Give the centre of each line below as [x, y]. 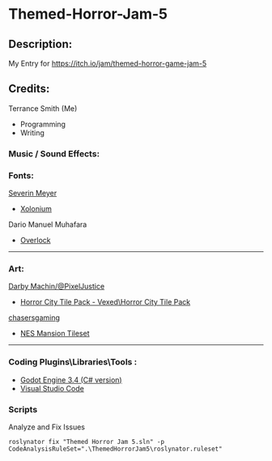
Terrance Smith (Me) [43, 108]
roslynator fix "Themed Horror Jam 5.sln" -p [86, 442]
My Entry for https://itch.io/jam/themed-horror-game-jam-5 [108, 63]
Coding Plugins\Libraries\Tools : [73, 362]
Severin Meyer [33, 193]
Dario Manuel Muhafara [48, 224]
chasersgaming [34, 318]
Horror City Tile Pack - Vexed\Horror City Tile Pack [105, 302]
